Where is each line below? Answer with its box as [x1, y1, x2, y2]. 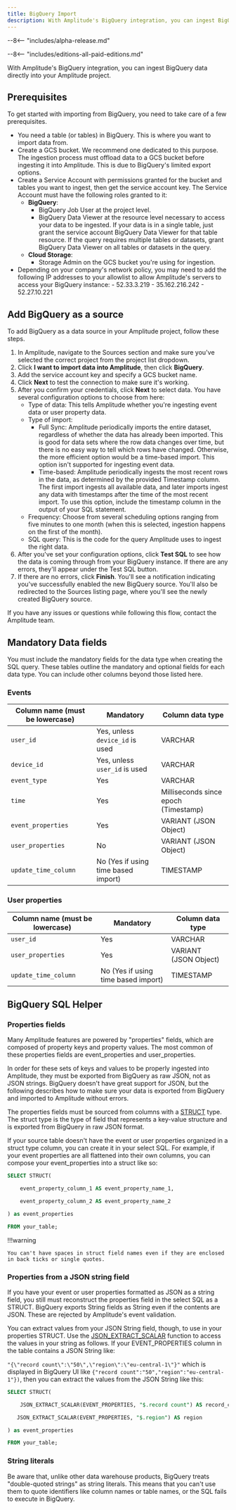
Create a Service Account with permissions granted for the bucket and [17, 176, 223, 184]
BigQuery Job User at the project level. [38, 205, 151, 215]
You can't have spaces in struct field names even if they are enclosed [7, 1250, 225, 1257]
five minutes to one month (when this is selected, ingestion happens [27, 520, 226, 528]
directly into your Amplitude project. [7, 71, 111, 80]
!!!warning [7, 1236, 37, 1244]
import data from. [17, 139, 69, 147]
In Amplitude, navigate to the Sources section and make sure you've [17, 348, 216, 357]
